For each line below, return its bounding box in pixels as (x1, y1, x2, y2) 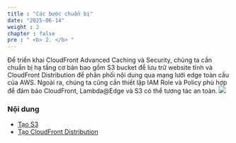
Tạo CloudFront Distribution (17, 128, 99, 136)
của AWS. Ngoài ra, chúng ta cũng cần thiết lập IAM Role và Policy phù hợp (7, 78, 227, 87)
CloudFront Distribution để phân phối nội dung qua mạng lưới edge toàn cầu (7, 71, 230, 80)
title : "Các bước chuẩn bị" (7, 10, 94, 18)
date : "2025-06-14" (7, 17, 65, 24)
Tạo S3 (17, 120, 39, 129)
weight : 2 (7, 23, 40, 30)
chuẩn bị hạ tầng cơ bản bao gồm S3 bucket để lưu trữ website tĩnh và (7, 63, 213, 72)
